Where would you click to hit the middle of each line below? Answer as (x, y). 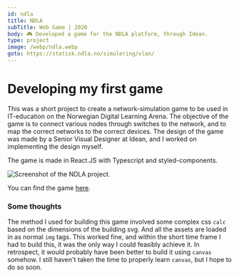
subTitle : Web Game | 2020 (47, 27)
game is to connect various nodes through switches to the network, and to (117, 124)
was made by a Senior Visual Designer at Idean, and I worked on (102, 139)
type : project (29, 41)
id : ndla (20, 14)
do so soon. (25, 267)
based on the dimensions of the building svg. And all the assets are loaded (117, 229)
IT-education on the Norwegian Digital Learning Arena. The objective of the (118, 116)
